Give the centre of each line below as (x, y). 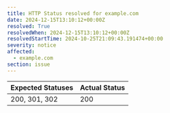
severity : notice (32, 45)
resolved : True (29, 26)
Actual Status (102, 88)
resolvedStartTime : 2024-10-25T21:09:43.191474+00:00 (85, 39)
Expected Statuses (42, 88)
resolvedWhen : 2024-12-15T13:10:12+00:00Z (68, 33)
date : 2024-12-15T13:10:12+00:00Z (56, 20)
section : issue (29, 64)
